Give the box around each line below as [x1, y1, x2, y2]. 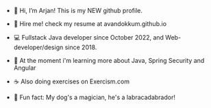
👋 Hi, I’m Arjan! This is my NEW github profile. [13, 7, 142, 14]
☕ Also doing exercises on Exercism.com [13, 77, 130, 85]
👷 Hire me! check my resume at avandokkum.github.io [13, 20, 166, 27]
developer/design [13, 43, 64, 51]
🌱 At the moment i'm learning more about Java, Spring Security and [13, 57, 205, 64]
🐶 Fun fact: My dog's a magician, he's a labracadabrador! [13, 93, 176, 101]
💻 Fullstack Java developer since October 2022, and [13, 33, 164, 41]
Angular [13, 64, 36, 72]
